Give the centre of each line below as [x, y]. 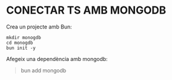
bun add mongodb [43, 70]
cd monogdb [20, 43]
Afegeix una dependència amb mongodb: [57, 59]
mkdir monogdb [24, 37]
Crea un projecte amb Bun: [39, 27]
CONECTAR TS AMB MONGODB [86, 10]
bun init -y [21, 48]
